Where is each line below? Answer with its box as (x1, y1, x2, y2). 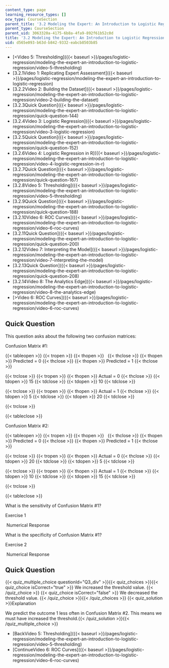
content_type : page (5, 7, 46, 13)
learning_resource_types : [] (5, 12, 66, 17)
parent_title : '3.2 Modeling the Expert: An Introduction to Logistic (5, 21, 156, 27)
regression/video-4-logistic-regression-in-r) (12, 160, 105, 166)
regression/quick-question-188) (12, 209, 78, 215)
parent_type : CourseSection (5, 26, 64, 31)
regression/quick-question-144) (12, 113, 79, 119)
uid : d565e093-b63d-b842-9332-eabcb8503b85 (5, 40, 98, 45)
